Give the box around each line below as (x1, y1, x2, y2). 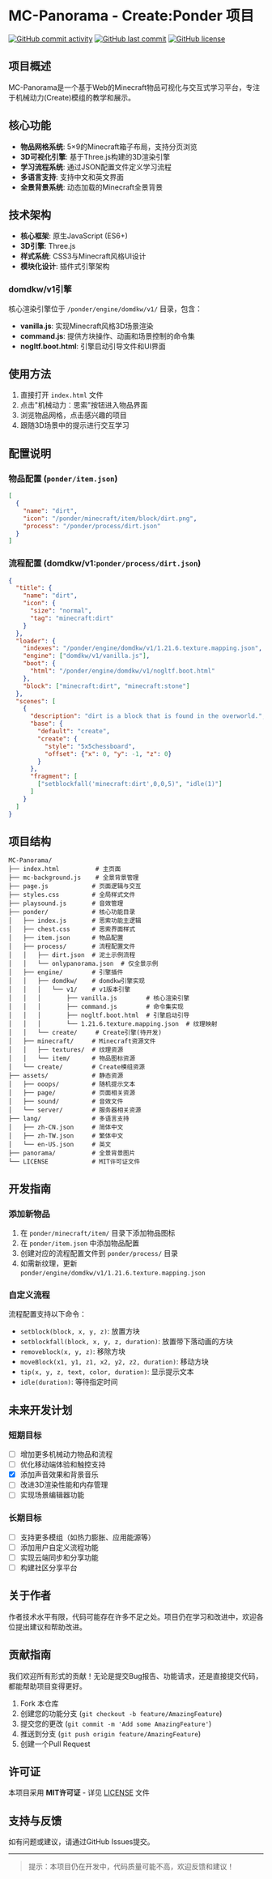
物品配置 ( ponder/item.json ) (8, 472, 118, 484)
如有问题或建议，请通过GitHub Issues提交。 (8, 1837, 155, 1847)
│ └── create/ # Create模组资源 (8, 1063, 146, 1071)
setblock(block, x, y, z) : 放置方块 (19, 1326, 140, 1336)
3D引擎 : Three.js (19, 241, 76, 251)
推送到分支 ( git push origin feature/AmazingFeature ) (19, 1728, 201, 1738)
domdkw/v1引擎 (8, 284, 72, 295)
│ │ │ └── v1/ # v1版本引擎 (8, 985, 131, 994)
